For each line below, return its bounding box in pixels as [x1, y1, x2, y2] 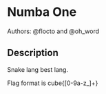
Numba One [7, 4, 77, 20]
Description [7, 47, 59, 59]
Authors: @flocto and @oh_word [7, 27, 100, 35]
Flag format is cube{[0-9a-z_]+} [7, 79, 98, 87]
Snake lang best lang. [7, 65, 69, 73]
